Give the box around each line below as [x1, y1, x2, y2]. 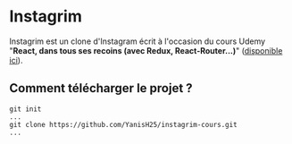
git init [9, 105, 42, 114]
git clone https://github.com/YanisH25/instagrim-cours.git [9, 120, 238, 129]
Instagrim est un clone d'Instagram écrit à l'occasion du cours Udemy [9, 36, 266, 47]
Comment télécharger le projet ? [9, 80, 194, 96]
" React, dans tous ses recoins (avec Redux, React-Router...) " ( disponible [9, 45, 283, 55]
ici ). [9, 55, 23, 65]
